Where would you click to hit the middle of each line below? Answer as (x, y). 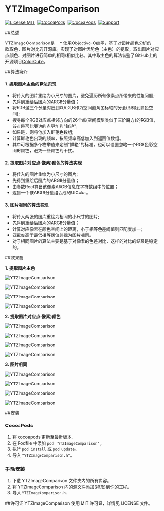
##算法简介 (16, 71)
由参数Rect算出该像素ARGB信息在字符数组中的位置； (65, 187)
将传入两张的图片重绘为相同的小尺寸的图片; (56, 216)
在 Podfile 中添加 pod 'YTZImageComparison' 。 (58, 443)
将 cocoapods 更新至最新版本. (42, 437)
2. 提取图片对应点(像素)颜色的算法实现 (43, 163)
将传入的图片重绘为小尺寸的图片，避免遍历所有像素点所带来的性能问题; (83, 96)
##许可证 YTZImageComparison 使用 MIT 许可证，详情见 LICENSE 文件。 (79, 503)
